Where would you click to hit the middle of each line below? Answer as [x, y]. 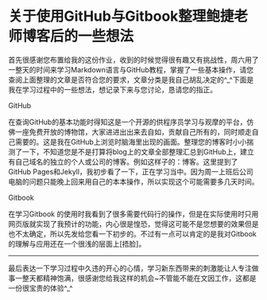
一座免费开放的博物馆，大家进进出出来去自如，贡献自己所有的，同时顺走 [133, 131]
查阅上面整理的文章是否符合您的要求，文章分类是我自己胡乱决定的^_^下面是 [131, 80]
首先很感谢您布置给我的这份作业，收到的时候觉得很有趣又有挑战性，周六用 [130, 60]
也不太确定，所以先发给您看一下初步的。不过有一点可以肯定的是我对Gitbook [132, 234]
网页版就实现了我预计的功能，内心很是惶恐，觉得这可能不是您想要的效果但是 [133, 224]
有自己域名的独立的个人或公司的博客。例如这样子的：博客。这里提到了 [123, 162]
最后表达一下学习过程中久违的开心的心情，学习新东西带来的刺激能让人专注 [130, 268]
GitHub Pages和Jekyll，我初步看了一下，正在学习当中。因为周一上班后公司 [131, 171]
